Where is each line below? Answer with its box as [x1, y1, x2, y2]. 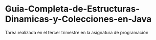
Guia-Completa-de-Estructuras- [5, 3, 140, 14]
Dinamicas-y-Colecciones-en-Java [5, 13, 152, 25]
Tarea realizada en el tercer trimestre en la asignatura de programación [5, 29, 149, 35]
